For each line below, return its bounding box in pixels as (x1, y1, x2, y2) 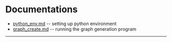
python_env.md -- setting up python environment (12, 20, 117, 27)
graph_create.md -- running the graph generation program (12, 26, 137, 32)
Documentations (5, 4, 78, 15)
